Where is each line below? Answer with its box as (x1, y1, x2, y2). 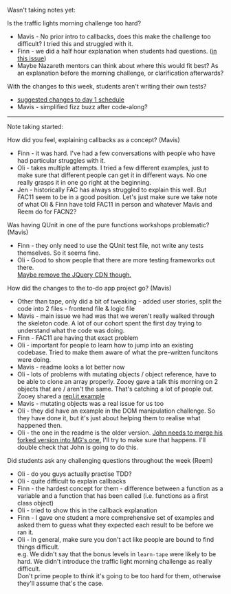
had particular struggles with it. (16, 157, 106, 164)
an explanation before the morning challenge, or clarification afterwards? (16, 69, 224, 77)
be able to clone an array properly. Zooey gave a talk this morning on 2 (16, 378, 219, 385)
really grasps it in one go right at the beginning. (16, 179, 151, 186)
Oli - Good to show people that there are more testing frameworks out (16, 256, 215, 264)
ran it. (16, 528, 34, 536)
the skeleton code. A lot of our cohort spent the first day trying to (16, 319, 202, 327)
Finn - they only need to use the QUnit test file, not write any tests (16, 242, 204, 249)
